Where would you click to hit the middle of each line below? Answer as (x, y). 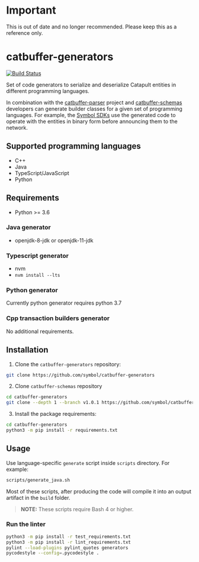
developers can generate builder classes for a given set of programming (94, 109)
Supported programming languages (73, 146)
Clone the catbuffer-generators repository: (68, 364)
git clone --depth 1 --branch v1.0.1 (53, 403)
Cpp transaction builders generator (58, 318)
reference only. (25, 33)
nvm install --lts (37, 276)
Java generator (29, 227)
